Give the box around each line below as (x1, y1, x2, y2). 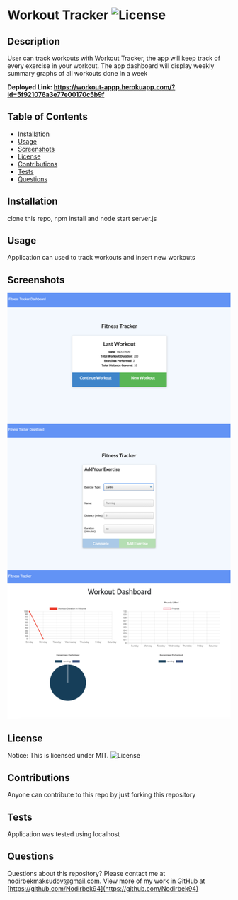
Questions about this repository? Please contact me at (7, 869, 166, 877)
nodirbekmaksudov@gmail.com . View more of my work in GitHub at (7, 877, 205, 885)
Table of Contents (7, 110, 89, 123)
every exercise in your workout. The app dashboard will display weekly (7, 62, 215, 70)
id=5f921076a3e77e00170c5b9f (7, 91, 105, 98)
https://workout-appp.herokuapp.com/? (53, 83, 176, 91)
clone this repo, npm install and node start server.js (7, 214, 157, 222)
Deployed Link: (7, 83, 53, 91)
